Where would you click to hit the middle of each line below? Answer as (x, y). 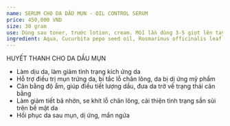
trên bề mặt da (37, 108)
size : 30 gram (27, 26)
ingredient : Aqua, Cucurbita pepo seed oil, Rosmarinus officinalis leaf (114, 39)
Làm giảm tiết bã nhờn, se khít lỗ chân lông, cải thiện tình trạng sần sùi (116, 101)
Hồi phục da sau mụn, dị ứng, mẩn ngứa (73, 115)
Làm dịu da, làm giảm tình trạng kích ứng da (79, 72)
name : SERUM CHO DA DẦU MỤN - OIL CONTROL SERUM (77, 13)
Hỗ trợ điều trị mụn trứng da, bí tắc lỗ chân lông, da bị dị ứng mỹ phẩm (116, 79)
